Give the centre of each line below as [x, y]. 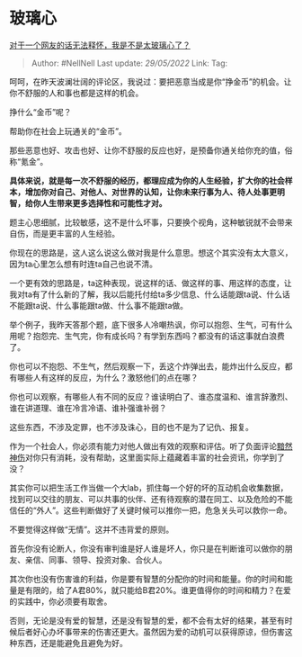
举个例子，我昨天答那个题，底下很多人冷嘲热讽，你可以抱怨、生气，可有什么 [151, 324]
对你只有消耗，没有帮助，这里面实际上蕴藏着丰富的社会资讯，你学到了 [155, 457]
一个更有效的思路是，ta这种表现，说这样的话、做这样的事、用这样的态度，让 [151, 283]
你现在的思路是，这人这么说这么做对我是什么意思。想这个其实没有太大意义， [151, 252]
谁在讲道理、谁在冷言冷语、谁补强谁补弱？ [88, 408]
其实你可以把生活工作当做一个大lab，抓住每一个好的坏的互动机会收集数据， [149, 488]
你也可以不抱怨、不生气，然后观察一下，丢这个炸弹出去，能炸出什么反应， [147, 366]
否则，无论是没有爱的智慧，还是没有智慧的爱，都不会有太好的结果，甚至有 [147, 620]
